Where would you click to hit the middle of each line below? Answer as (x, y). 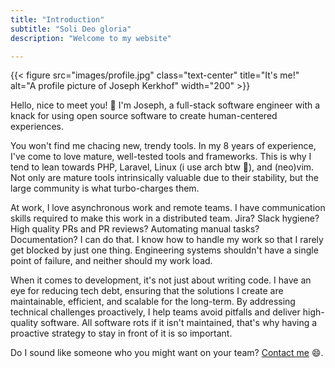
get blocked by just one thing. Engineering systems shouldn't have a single (164, 250)
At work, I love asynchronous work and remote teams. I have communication (168, 208)
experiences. (37, 127)
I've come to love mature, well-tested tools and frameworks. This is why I (161, 157)
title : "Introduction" (57, 19)
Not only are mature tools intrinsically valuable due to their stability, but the (164, 178)
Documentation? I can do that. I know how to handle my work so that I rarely (167, 240)
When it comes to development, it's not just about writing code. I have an (161, 280)
